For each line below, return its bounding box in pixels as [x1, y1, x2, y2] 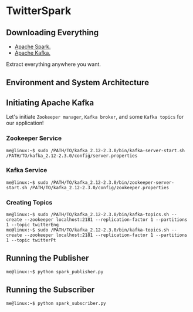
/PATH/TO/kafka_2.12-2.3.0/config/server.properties [6, 153, 138, 159]
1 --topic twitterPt [6, 237, 57, 243]
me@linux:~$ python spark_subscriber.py [6, 300, 107, 306]
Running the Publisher [6, 253, 89, 263]
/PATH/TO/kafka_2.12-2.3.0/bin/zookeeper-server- [50, 179, 175, 186]
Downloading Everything [6, 28, 99, 38]
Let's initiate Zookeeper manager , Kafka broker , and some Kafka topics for [6, 113, 184, 120]
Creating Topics [6, 198, 53, 206]
